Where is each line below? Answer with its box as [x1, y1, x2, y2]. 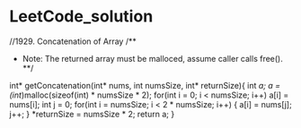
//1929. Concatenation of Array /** [9, 36, 137, 47]
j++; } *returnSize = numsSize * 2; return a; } [9, 108, 175, 119]
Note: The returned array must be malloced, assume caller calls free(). [22, 53, 283, 64]
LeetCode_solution [9, 6, 154, 27]
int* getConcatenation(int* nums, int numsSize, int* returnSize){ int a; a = [9, 80, 281, 90]
